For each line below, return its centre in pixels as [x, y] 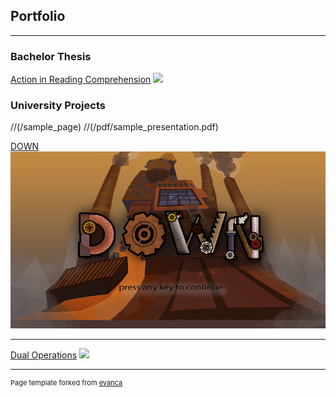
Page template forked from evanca [66, 382]
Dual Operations [44, 355]
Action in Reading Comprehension [81, 80]
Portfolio [38, 16]
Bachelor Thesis [51, 56]
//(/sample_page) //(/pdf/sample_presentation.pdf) [114, 127]
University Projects [58, 106]
